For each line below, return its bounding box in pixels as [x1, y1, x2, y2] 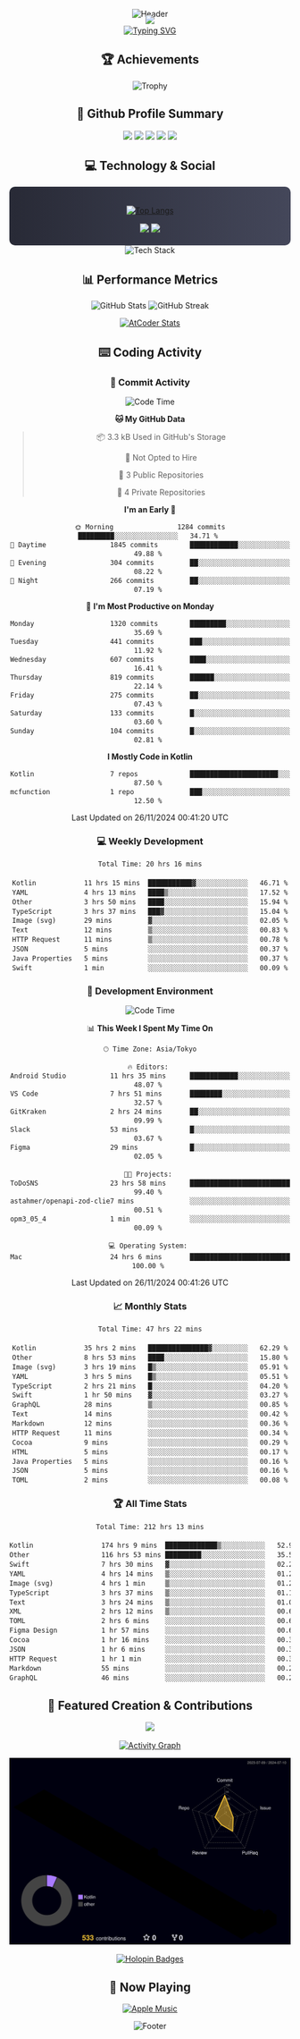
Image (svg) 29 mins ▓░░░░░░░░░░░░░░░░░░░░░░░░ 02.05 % [12, 917, 288, 926]
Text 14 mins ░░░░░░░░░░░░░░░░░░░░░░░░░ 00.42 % [12, 1409, 288, 1419]
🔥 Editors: [127, 1062, 169, 1072]
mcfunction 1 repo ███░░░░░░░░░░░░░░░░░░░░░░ [10, 787, 290, 796]
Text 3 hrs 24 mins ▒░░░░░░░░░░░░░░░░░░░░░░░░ [9, 1597, 266, 1607]
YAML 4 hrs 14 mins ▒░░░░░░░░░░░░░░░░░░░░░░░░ [9, 1569, 266, 1578]
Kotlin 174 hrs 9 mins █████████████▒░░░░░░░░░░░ [9, 1541, 266, 1551]
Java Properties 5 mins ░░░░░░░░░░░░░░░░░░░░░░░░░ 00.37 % [12, 953, 288, 963]
